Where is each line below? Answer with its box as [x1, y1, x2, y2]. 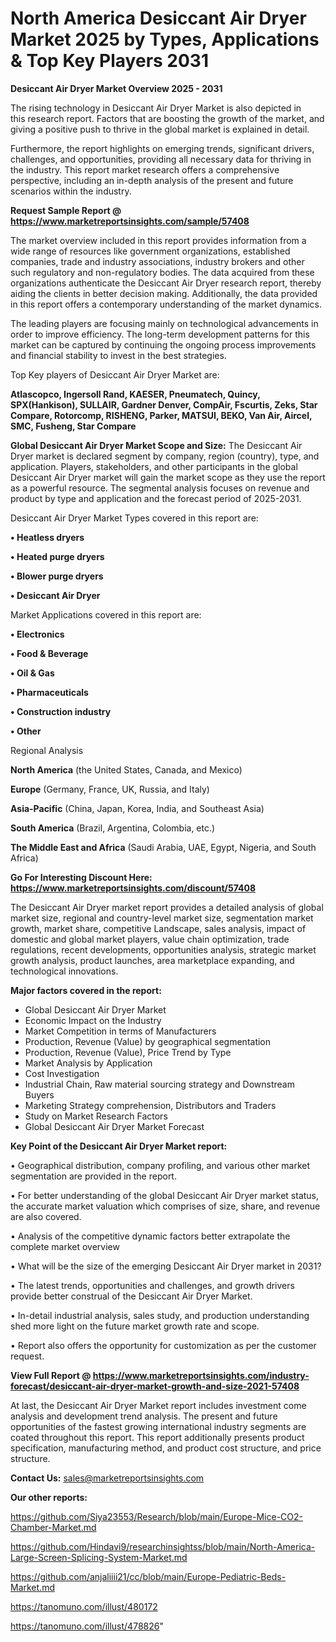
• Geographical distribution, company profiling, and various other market [10, 1159, 311, 1171]
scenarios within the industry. [10, 185, 132, 197]
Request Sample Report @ [10, 204, 122, 216]
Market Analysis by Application [24, 1057, 153, 1069]
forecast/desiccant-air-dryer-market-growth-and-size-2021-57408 [10, 1380, 300, 1392]
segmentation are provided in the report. [10, 1170, 177, 1182]
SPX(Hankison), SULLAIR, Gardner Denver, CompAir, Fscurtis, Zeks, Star [10, 398, 318, 411]
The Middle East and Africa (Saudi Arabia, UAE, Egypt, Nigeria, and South [10, 841, 317, 853]
